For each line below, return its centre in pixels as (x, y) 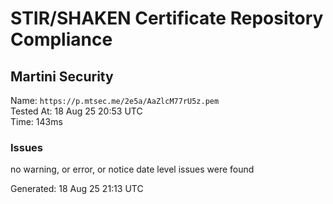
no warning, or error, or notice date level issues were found (132, 169)
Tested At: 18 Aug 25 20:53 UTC (76, 111)
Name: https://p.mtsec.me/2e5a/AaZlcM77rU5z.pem (115, 100)
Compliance (61, 39)
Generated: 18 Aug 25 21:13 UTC (77, 189)
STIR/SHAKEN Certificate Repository (167, 18)
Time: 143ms (36, 121)
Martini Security (62, 76)
